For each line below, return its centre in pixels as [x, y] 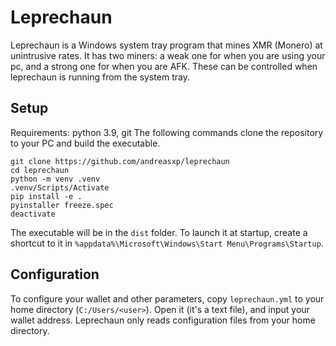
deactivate [33, 214]
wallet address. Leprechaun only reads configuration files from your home [163, 320]
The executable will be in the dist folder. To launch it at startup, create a [159, 232]
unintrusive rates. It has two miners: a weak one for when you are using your [168, 55]
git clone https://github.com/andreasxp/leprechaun [120, 161]
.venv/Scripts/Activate [60, 187]
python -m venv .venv [55, 179]
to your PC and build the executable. [85, 143]
